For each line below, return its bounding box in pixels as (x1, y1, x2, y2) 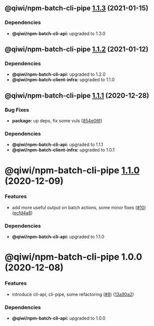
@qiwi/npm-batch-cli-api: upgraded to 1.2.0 (12, 71, 106, 77)
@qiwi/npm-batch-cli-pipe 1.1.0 (5, 165, 140, 176)
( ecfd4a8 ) (12, 210, 33, 216)
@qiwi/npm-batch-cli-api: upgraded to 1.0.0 (12, 315, 106, 321)
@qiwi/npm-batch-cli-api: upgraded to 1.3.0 (12, 30, 106, 37)
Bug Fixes (5, 106, 30, 113)
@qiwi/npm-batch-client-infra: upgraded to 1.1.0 (12, 77, 115, 83)
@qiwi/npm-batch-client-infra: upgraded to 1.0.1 (12, 147, 115, 153)
